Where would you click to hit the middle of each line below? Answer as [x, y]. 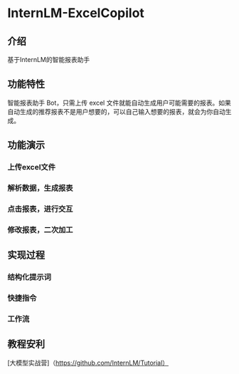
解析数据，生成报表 [40, 188]
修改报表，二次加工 [40, 229]
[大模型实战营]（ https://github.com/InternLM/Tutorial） [88, 363]
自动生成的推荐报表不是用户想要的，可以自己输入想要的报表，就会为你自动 [116, 111]
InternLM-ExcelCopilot [76, 13]
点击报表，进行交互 [40, 209]
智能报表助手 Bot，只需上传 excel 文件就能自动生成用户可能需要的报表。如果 [119, 103]
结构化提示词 [30, 277]
